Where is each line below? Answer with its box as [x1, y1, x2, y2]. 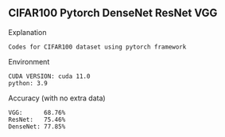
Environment [8, 57, 50, 66]
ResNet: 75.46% [8, 115, 66, 123]
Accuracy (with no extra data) [8, 93, 106, 103]
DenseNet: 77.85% [8, 123, 66, 131]
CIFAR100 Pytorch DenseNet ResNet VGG [8, 6, 218, 20]
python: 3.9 [8, 79, 48, 87]
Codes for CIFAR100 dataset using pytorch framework [8, 43, 187, 51]
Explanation [8, 27, 47, 37]
